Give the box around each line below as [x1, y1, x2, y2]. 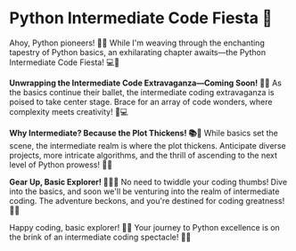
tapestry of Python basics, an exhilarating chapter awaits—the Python [9, 46, 267, 57]
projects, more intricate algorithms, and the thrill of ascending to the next [9, 150, 278, 160]
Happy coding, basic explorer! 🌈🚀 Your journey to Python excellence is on [9, 222, 281, 232]
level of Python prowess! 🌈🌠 [9, 159, 113, 170]
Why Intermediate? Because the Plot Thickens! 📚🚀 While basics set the [9, 127, 279, 138]
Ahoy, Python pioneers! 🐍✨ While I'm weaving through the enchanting [9, 37, 265, 48]
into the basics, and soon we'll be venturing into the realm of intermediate [9, 186, 280, 197]
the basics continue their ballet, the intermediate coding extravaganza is [9, 86, 275, 97]
